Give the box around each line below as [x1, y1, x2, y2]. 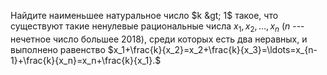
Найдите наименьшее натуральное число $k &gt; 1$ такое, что [10, 10, 279, 21]
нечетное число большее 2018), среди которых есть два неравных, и [10, 33, 308, 45]
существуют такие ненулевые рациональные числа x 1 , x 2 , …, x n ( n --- [10, 20, 305, 34]
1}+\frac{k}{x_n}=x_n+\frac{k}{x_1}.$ [10, 54, 162, 66]
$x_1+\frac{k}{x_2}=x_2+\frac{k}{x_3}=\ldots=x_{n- [107, 43, 318, 55]
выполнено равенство [10, 43, 106, 55]
